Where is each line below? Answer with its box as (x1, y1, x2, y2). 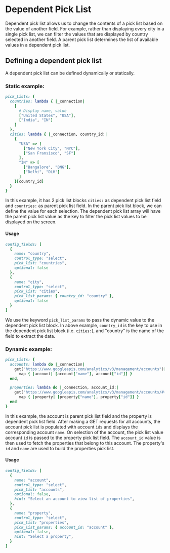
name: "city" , (14, 280, 44, 285)
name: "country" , (14, 251, 51, 256)
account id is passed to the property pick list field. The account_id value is (5, 434, 161, 441)
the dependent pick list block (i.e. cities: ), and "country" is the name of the (5, 328, 164, 334)
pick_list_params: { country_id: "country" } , (14, 294, 114, 299)
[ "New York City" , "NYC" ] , (23, 146, 80, 151)
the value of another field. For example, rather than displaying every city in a (5, 25, 164, 31)
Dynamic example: (5, 345, 52, 352)
